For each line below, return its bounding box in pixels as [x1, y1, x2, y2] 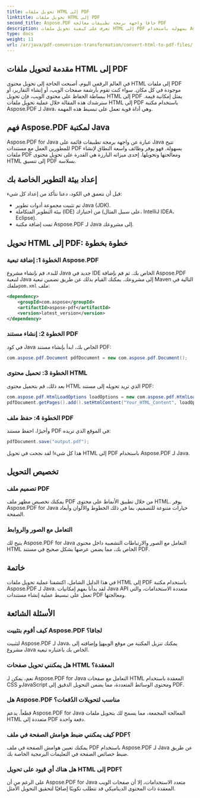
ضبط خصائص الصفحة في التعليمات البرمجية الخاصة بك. [7, 750, 129, 758]
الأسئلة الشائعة [7, 608, 55, 618]
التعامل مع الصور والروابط [7, 525, 73, 534]
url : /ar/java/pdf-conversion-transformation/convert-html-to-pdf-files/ [7, 42, 193, 48]
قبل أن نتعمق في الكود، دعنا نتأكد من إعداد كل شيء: [7, 190, 122, 197]
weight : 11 [7, 36, 34, 42]
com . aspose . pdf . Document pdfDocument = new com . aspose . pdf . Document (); [7, 355, 188, 361]
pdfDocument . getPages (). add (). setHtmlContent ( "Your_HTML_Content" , [7, 400, 177, 406]
